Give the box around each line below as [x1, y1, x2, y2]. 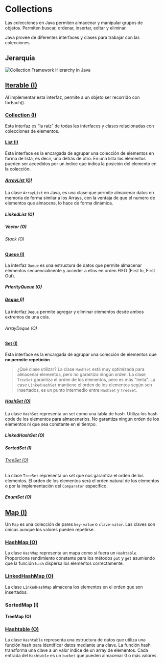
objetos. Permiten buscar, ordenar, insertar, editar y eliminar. [5, 25, 127, 30]
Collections [5, 3, 53, 15]
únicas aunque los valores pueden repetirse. [5, 527, 95, 533]
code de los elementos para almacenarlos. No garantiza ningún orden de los [5, 416, 159, 422]
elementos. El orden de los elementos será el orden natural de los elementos [5, 478, 160, 484]
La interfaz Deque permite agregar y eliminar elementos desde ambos [5, 309, 144, 315]
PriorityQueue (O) [5, 284, 43, 290]
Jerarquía [5, 54, 35, 62]
